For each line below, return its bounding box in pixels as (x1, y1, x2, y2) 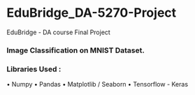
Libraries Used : (6, 64, 62, 74)
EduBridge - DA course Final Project (6, 28, 111, 36)
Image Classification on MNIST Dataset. (6, 45, 145, 55)
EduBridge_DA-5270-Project (6, 5, 177, 21)
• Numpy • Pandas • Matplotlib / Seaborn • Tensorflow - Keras (6, 80, 189, 89)
